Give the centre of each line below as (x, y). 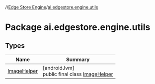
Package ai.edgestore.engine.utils (78, 27)
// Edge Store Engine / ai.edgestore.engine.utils (52, 7)
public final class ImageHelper (78, 74)
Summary (78, 59)
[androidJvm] (58, 68)
